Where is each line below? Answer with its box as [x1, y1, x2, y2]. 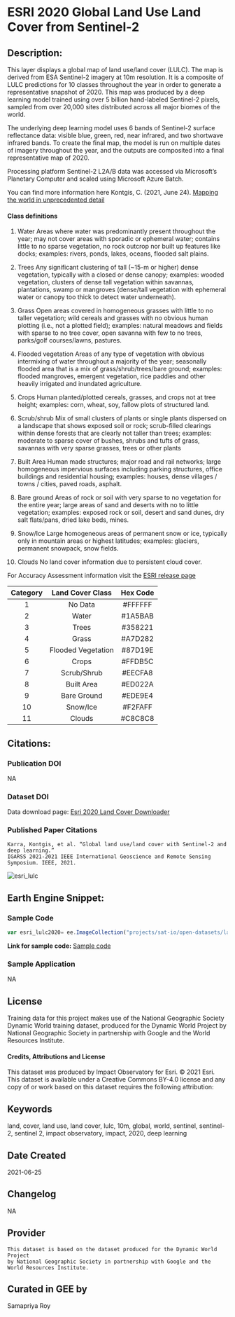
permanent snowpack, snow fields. [17, 544, 119, 553]
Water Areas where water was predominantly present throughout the [17, 227, 215, 235]
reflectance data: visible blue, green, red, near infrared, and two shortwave [7, 131, 224, 139]
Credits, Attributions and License [7, 1052, 106, 1061]
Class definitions [7, 212, 58, 220]
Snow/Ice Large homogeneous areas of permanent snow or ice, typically [17, 530, 227, 538]
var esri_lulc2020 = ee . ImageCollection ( [7, 929, 127, 936]
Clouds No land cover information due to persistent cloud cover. [17, 558, 203, 566]
